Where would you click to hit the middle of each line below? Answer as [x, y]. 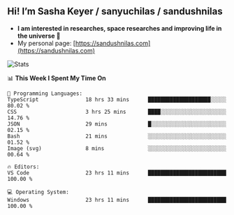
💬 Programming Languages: [45, 94]
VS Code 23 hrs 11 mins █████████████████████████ [117, 173]
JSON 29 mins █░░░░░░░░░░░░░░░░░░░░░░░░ [117, 124]
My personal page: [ [46, 43]
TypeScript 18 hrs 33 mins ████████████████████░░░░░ [117, 99]
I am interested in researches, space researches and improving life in [119, 28]
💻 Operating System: [38, 192]
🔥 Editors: [23, 167]
